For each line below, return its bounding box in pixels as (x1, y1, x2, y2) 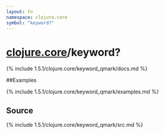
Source (6, 105, 34, 116)
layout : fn (6, 8, 33, 15)
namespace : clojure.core (6, 14, 68, 20)
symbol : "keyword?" (6, 20, 55, 26)
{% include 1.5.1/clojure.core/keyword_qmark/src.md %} (6, 121, 144, 129)
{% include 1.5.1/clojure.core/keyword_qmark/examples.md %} (6, 88, 159, 95)
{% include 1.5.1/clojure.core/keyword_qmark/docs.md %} (6, 65, 148, 72)
